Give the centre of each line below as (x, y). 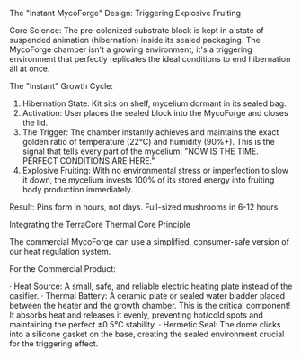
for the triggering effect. (54, 344)
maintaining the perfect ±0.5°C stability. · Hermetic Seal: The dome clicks (145, 324)
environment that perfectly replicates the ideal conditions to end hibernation (150, 59)
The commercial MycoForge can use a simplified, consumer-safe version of (150, 242)
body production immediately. (77, 189)
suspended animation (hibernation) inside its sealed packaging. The (135, 40)
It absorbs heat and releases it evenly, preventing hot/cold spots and (136, 315)
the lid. (35, 122)
